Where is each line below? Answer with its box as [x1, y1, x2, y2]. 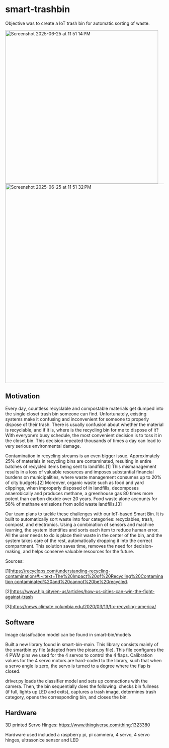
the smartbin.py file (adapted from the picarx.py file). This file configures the [5, 647, 164, 653]
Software [5, 618, 35, 627]
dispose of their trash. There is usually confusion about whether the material [5, 421, 164, 428]
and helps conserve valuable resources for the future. [23, 548, 134, 554]
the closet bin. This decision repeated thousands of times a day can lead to [5, 438, 161, 444]
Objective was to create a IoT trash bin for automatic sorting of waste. [5, 20, 150, 26]
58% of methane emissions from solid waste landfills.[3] [5, 501, 122, 507]
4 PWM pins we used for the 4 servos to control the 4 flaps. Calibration [5, 652, 153, 658]
